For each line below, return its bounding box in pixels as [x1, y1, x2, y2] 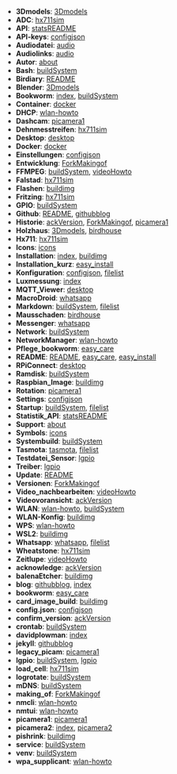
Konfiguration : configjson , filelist [15, 268, 124, 277]
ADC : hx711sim [15, 15, 65, 25]
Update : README [15, 470, 73, 479]
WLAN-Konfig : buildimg [15, 512, 96, 522]
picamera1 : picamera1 [15, 715, 88, 724]
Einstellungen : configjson [15, 150, 101, 159]
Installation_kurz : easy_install [15, 259, 114, 269]
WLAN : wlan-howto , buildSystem [15, 504, 125, 513]
